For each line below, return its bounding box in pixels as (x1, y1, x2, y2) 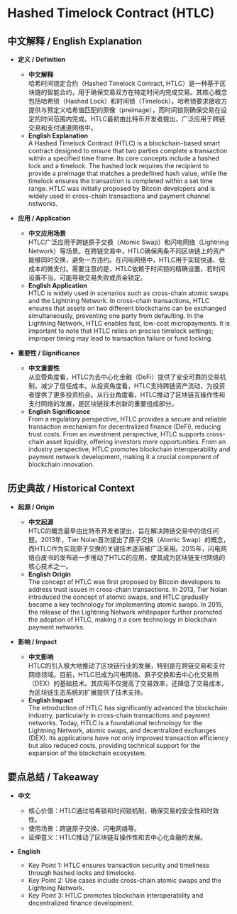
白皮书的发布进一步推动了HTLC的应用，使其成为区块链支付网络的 (34, 553, 226, 561)
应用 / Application (17, 214, 71, 222)
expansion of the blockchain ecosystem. (28, 749, 147, 757)
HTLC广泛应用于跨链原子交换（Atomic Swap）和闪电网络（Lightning (28, 238, 229, 246)
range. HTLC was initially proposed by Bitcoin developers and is (28, 185, 215, 192)
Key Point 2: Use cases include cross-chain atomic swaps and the (28, 876, 221, 884)
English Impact (28, 695, 74, 704)
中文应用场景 (28, 229, 66, 237)
